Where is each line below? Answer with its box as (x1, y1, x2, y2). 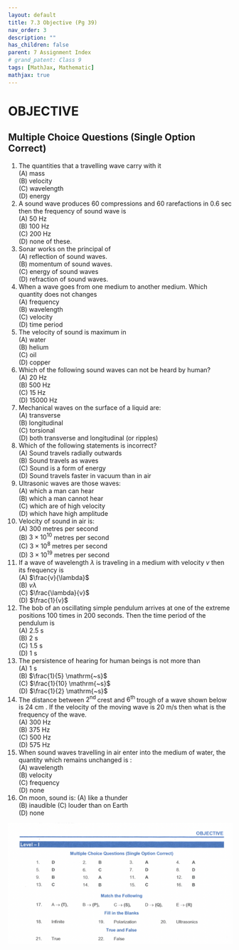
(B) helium (18, 342, 49, 352)
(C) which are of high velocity (18, 502, 106, 510)
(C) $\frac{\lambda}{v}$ (18, 588, 90, 597)
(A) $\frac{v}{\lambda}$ (18, 573, 90, 581)
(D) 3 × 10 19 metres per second (18, 549, 110, 559)
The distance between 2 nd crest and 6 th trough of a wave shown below (18, 694, 227, 704)
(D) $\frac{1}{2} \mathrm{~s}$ (18, 687, 108, 695)
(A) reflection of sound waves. (18, 252, 107, 260)
